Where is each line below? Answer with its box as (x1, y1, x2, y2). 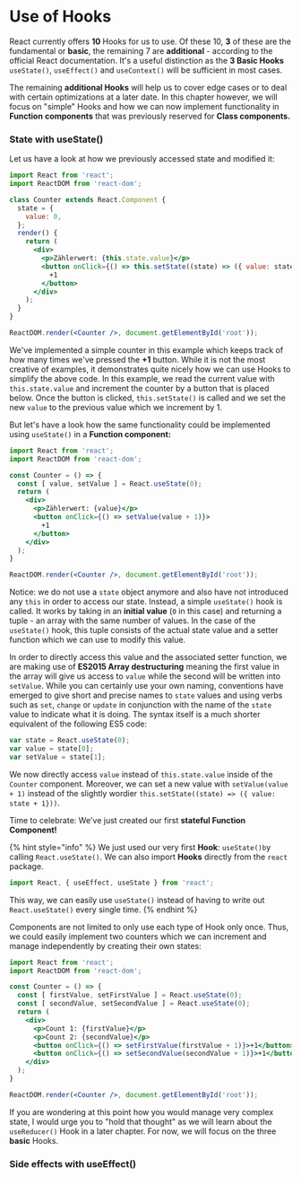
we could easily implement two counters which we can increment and (9, 931, 267, 942)
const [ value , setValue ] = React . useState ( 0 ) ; (17, 479, 202, 488)
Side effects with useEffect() (9, 1157, 137, 1170)
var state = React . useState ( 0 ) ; (9, 736, 130, 745)
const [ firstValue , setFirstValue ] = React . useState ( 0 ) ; (17, 990, 243, 1000)
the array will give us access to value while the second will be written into (9, 671, 280, 681)
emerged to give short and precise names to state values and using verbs (9, 690, 283, 701)
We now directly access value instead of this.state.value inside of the (9, 769, 273, 779)
